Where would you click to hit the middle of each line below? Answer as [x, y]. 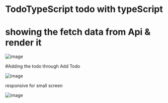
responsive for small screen [34, 85]
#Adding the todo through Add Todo [43, 66]
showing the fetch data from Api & [78, 32]
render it [23, 43]
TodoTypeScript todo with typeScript [84, 9]
